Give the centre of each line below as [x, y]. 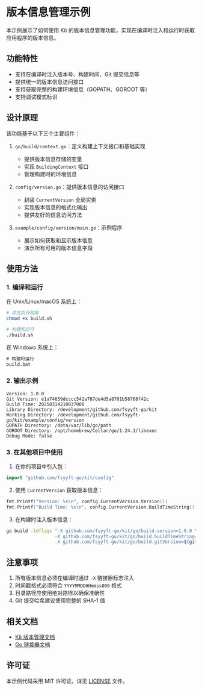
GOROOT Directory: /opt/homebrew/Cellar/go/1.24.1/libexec [82, 431]
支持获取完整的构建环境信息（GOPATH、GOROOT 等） [82, 89]
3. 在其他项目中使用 [35, 452]
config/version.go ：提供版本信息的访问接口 [69, 187]
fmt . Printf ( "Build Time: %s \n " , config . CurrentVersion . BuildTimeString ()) [102, 507]
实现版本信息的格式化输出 [56, 207]
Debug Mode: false [29, 436]
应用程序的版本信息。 [32, 37]
